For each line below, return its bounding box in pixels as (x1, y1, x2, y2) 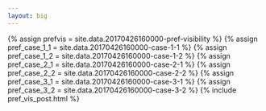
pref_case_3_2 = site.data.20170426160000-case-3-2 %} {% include (7, 85, 237, 95)
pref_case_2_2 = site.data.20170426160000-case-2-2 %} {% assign (7, 68, 235, 77)
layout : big (7, 11, 48, 20)
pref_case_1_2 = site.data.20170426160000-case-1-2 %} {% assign (7, 51, 231, 60)
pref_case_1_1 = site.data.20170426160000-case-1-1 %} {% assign (7, 42, 227, 52)
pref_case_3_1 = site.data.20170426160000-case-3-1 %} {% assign (7, 76, 231, 86)
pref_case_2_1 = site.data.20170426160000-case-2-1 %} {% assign (7, 60, 231, 69)
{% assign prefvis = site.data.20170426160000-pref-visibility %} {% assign (7, 34, 259, 43)
